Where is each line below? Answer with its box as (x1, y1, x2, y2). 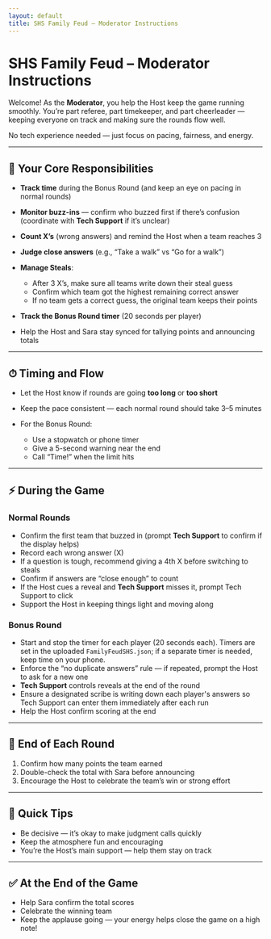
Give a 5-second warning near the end (31, 443, 161, 453)
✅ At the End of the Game (8, 877, 139, 891)
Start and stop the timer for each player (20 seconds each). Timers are (19, 638, 256, 648)
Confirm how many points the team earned (19, 758, 163, 768)
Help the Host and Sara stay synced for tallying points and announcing (19, 327, 256, 337)
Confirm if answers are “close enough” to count (19, 573, 179, 583)
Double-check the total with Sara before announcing (19, 767, 195, 777)
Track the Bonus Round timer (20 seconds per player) (19, 312, 202, 321)
